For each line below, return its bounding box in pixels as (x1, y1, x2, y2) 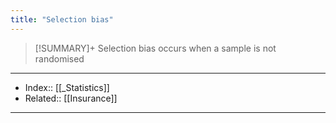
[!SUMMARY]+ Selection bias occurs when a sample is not (34, 42, 277, 54)
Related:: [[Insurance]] (24, 92, 118, 104)
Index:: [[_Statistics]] (24, 81, 110, 93)
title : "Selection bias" (10, 14, 114, 25)
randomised (34, 52, 85, 65)
